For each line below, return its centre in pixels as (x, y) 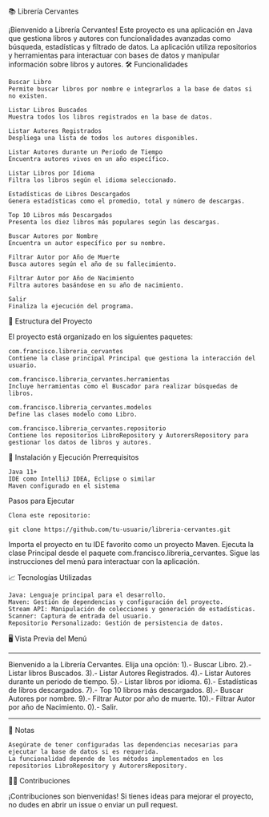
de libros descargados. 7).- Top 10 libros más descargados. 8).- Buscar (126, 690)
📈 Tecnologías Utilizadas (50, 578)
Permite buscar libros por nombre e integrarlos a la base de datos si (130, 89)
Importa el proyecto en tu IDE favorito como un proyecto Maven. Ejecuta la (131, 544)
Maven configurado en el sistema (64, 486)
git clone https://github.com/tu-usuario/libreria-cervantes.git (119, 529)
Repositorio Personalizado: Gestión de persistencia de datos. (116, 623)
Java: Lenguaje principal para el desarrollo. (87, 595)
